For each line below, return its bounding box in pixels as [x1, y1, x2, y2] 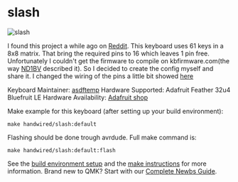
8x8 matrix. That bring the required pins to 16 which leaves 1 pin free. [7, 49, 210, 58]
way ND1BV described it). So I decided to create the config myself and [7, 64, 214, 73]
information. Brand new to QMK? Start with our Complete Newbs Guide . [7, 166, 217, 175]
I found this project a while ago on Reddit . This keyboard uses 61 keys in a [7, 41, 224, 50]
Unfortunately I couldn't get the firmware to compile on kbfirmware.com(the [7, 56, 229, 65]
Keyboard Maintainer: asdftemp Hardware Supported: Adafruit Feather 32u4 [7, 85, 231, 94]
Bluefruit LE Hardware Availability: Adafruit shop [7, 93, 148, 102]
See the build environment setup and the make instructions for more [7, 159, 207, 168]
